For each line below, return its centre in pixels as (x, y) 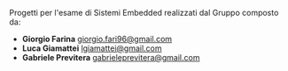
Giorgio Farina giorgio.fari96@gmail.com (97, 39)
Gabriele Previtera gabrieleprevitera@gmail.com (111, 57)
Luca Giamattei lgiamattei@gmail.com (92, 48)
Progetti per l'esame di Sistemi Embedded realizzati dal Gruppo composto (144, 13)
